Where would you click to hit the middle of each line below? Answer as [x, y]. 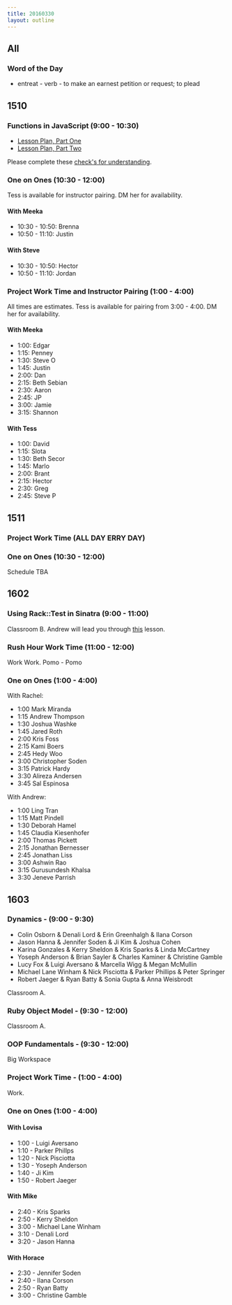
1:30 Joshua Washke [47, 724]
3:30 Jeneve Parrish [46, 878]
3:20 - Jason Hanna [46, 1241]
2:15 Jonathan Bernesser [53, 848]
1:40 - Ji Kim [36, 1173]
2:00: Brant [33, 473]
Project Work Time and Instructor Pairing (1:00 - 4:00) [101, 291]
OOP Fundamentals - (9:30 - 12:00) [68, 1044]
